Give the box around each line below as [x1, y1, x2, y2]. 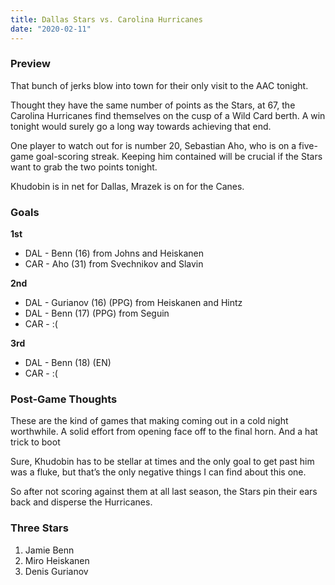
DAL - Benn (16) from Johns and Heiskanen [24, 247, 204, 260]
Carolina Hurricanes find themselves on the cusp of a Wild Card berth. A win [10, 109, 326, 121]
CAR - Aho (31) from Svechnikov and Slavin [24, 258, 204, 270]
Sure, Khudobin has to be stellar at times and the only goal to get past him [10, 456, 315, 468]
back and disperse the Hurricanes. [10, 496, 153, 508]
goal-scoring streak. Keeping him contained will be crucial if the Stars [35, 150, 323, 162]
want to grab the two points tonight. [10, 161, 158, 173]
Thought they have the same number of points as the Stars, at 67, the [10, 99, 296, 111]
